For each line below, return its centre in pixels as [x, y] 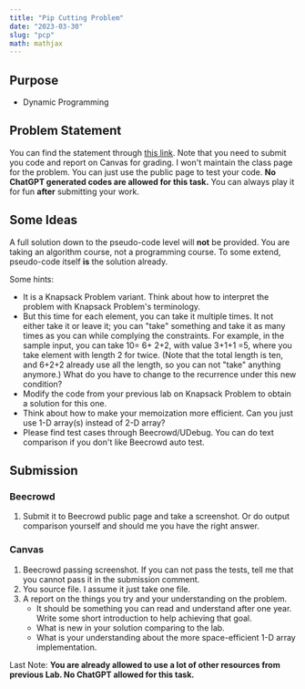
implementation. [66, 647]
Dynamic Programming [66, 102]
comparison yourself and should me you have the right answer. [141, 526]
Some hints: [32, 279]
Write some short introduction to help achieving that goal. [144, 618]
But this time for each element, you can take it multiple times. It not [148, 316]
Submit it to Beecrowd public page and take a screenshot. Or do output [156, 517]
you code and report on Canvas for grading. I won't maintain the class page [151, 162]
